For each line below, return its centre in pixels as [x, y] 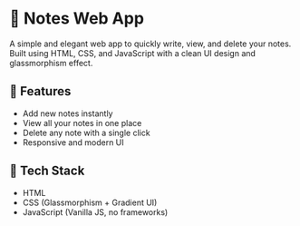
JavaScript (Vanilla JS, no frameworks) [95, 211]
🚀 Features [40, 91]
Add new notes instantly [68, 113]
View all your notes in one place [82, 123]
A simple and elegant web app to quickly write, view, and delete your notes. [150, 44]
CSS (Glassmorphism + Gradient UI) [90, 202]
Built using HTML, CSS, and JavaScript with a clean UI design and [133, 53]
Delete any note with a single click [87, 133]
